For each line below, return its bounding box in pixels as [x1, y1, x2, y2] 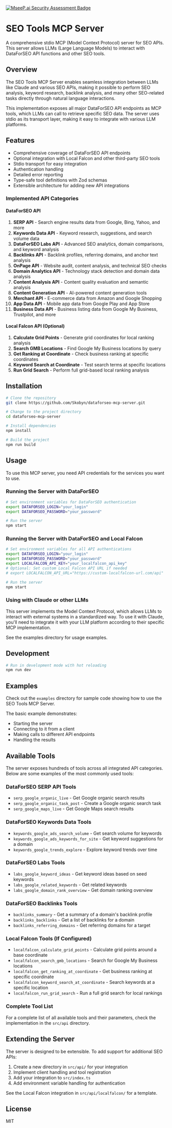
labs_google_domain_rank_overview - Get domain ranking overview [13, 887, 153, 893]
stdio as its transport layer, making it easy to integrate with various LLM [6, 116, 156, 122]
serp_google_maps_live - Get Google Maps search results [13, 805, 134, 812]
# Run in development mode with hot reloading [6, 662, 107, 668]
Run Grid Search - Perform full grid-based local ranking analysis [13, 367, 150, 373]
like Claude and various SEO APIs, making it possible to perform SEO [6, 84, 151, 90]
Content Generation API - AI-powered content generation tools [13, 289, 147, 296]
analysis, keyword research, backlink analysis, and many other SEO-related [6, 89, 164, 96]
